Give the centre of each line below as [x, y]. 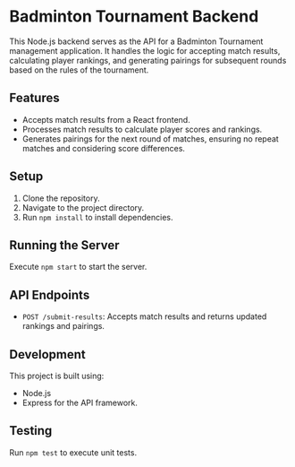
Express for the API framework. [80, 402]
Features [34, 98]
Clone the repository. [61, 198]
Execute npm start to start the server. [78, 267]
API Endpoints [50, 294]
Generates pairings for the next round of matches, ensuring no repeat [150, 138]
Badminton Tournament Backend [134, 17]
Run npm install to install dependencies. [97, 217]
